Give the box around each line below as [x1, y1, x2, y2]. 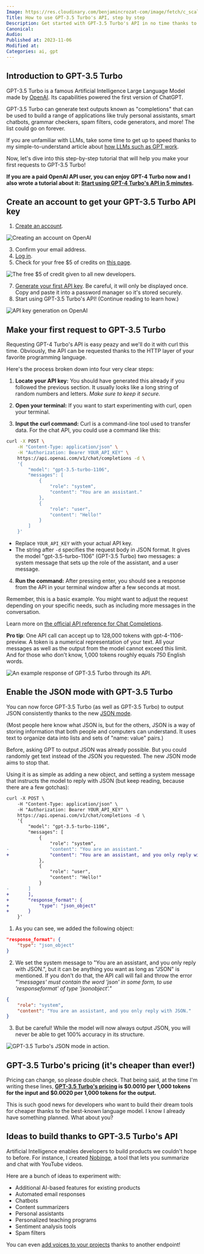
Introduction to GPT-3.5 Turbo [6, 71, 123, 81]
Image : [6, 9, 23, 15]
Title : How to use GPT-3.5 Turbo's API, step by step [6, 15, 146, 21]
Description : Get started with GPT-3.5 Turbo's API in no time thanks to [6, 20, 197, 26]
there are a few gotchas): [6, 783, 70, 791]
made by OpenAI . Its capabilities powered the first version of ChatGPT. [6, 94, 183, 101]
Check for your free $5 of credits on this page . [15, 259, 132, 266]
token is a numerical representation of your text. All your [33, 638, 175, 646]
